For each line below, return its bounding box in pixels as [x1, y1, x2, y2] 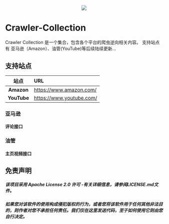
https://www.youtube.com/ [33, 94, 97, 101]
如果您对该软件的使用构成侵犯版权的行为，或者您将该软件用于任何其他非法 [5, 201, 158, 207]
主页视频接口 [5, 150, 31, 157]
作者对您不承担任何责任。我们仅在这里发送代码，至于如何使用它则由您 [18, 208, 163, 214]
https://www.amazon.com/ [33, 86, 97, 93]
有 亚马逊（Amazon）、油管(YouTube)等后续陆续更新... [5, 45, 116, 52]
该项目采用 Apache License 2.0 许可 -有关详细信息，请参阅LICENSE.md [5, 181, 154, 187]
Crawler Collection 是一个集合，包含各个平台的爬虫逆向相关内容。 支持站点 [5, 39, 160, 45]
